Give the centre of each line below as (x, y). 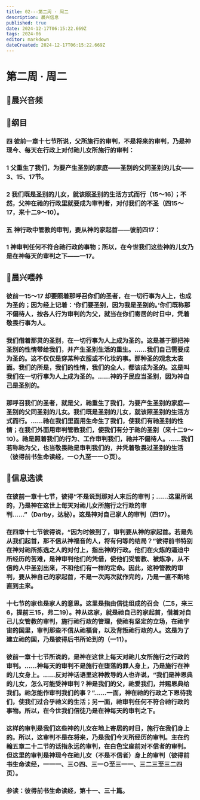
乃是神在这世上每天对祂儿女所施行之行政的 (79, 505)
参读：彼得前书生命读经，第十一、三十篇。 (67, 790)
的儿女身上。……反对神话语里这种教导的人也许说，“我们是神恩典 (99, 675)
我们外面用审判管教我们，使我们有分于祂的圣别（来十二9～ (109, 430)
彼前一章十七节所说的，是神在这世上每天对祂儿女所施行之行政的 (98, 657)
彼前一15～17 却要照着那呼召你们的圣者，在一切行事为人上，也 (96, 296)
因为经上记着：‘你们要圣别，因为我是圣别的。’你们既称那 (110, 305)
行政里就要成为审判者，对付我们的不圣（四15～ (116, 203)
